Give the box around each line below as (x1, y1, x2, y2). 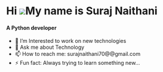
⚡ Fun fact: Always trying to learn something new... (14, 60, 140, 67)
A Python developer (6, 24, 57, 31)
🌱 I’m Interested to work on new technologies (14, 37, 127, 45)
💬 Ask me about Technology (14, 43, 85, 51)
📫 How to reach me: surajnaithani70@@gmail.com (14, 51, 141, 58)
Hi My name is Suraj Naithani (6, 4, 158, 18)
